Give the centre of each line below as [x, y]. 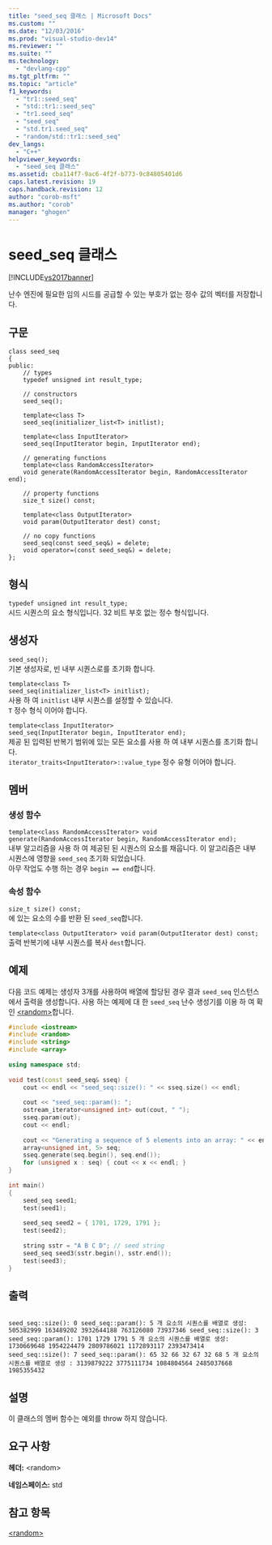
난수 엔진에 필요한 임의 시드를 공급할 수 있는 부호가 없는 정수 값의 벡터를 [121, 294]
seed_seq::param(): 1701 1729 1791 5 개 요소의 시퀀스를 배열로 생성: [119, 1339]
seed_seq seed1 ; [51, 1200]
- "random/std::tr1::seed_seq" [68, 136]
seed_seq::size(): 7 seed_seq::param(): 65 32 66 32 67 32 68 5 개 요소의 [134, 1355]
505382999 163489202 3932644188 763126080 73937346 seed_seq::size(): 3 [134, 1331]
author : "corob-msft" [45, 197]
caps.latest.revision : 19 [52, 182]
